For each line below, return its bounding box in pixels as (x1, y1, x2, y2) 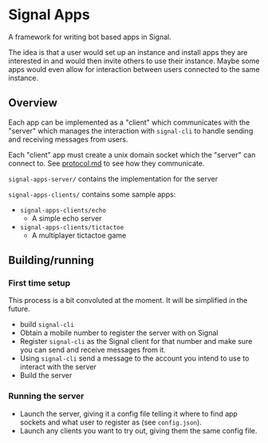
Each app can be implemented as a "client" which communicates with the (8, 118, 250, 127)
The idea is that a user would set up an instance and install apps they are (8, 47, 248, 57)
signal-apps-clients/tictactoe (19, 223, 124, 231)
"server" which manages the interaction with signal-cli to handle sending (8, 126, 254, 135)
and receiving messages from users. (8, 134, 128, 144)
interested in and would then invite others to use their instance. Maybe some (8, 56, 260, 66)
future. (8, 304, 30, 313)
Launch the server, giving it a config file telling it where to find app (19, 409, 238, 418)
